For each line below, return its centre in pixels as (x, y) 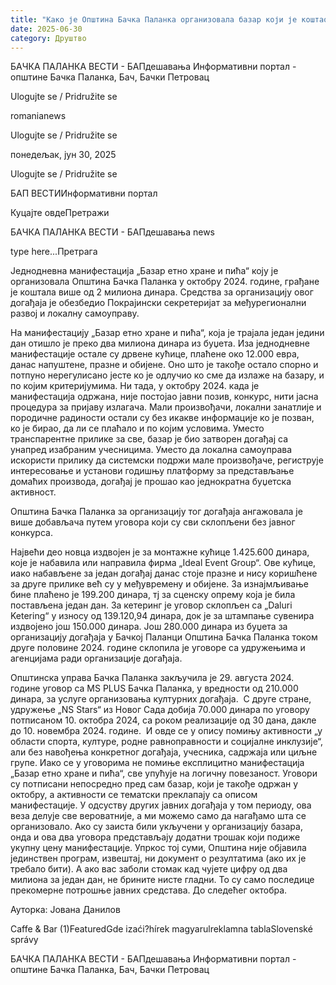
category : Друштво (48, 38)
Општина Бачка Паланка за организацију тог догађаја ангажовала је (156, 512)
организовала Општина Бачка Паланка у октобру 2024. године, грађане (165, 282)
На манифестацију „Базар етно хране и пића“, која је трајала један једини (167, 333)
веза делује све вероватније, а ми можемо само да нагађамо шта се (158, 816)
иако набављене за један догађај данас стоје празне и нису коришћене (164, 573)
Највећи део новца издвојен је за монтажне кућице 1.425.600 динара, (160, 552)
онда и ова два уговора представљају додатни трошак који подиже (155, 837)
